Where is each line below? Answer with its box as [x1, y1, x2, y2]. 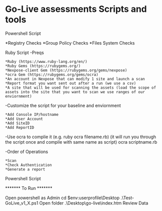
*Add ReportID [5, 125, 35, 130]
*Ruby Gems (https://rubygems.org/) [5, 63, 81, 68]
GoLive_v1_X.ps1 [5, 200, 39, 206]
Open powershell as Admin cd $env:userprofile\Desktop [5, 195, 120, 201]
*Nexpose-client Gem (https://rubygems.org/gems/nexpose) [5, 68, 127, 73]
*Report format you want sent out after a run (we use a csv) [5, 81, 136, 86]
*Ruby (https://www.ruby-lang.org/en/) [5, 59, 88, 64]
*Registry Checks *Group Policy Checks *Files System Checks [5, 40, 135, 46]
